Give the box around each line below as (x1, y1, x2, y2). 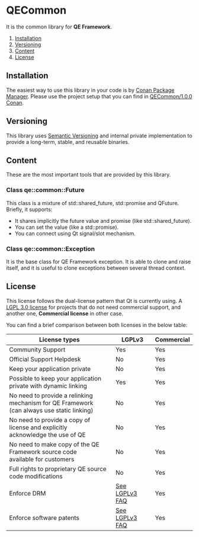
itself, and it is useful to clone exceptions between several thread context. (6, 264, 186, 271)
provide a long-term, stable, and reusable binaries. (6, 138, 130, 145)
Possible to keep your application (9, 374, 102, 382)
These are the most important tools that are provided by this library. (6, 171, 171, 178)
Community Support (9, 345, 66, 353)
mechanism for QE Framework (9, 398, 94, 407)
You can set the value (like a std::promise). (14, 223, 119, 231)
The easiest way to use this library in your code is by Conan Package (6, 87, 175, 94)
